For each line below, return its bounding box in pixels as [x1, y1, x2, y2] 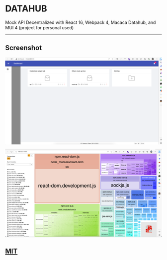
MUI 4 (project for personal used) [5, 24, 74, 30]
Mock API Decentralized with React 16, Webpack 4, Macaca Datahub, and [5, 19, 156, 25]
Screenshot [5, 44, 42, 52]
